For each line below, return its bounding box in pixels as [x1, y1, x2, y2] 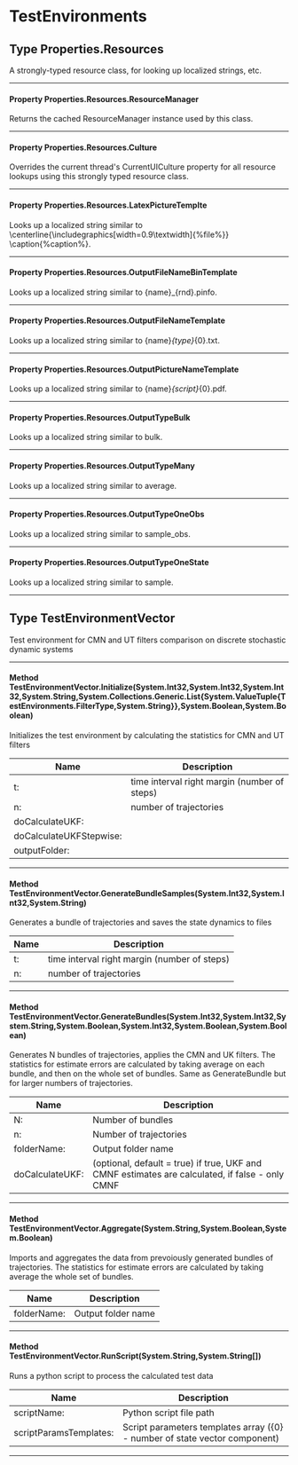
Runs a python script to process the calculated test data [9, 1370, 214, 1381]
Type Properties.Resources [9, 42, 164, 57]
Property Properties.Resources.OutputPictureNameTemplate [9, 364, 239, 374]
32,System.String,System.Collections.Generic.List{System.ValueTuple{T [9, 691, 286, 702]
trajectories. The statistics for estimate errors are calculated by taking [9, 1262, 264, 1272]
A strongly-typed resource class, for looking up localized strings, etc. [9, 65, 263, 75]
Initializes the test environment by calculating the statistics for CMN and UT [9, 730, 286, 741]
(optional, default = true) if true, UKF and [92, 1157, 262, 1170]
